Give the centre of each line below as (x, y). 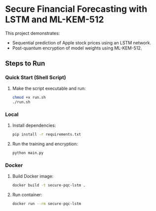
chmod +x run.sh (29, 97)
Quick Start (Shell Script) (36, 77)
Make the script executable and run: (49, 88)
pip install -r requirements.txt (47, 134)
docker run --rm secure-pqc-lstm (47, 204)
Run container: (27, 194)
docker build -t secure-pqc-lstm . (49, 185)
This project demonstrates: (33, 33)
